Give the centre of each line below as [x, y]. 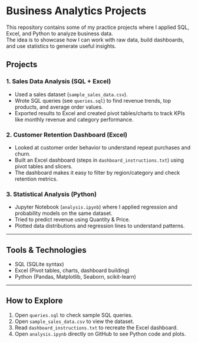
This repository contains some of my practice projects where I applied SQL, [98, 27]
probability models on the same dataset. [64, 213]
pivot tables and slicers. [43, 166]
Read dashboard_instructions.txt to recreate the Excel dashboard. [96, 327]
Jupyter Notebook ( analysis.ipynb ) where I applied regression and [96, 207]
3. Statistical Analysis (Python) [52, 194]
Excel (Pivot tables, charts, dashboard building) [72, 270]
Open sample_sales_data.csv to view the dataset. [74, 321]
